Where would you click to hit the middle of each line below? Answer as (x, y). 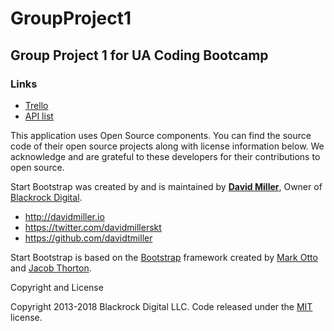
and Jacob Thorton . (51, 268)
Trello (36, 105)
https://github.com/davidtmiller (88, 238)
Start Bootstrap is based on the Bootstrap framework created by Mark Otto (164, 257)
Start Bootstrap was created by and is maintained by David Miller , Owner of (166, 186)
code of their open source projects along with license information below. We (167, 146)
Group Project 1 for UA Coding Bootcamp (139, 55)
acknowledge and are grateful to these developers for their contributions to (165, 156)
